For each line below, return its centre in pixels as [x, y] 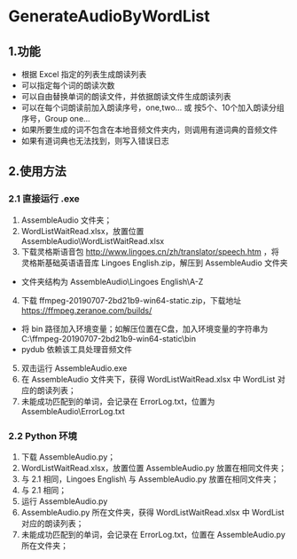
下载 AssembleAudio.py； [68, 457]
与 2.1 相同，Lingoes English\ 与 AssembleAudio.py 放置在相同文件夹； [150, 479]
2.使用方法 [38, 172]
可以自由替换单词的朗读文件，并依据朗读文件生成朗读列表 [126, 96]
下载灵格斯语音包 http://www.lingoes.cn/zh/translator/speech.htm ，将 [150, 251]
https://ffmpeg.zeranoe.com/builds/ [86, 310]
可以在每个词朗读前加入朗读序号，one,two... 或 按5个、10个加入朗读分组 [152, 107]
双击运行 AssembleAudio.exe [74, 368]
